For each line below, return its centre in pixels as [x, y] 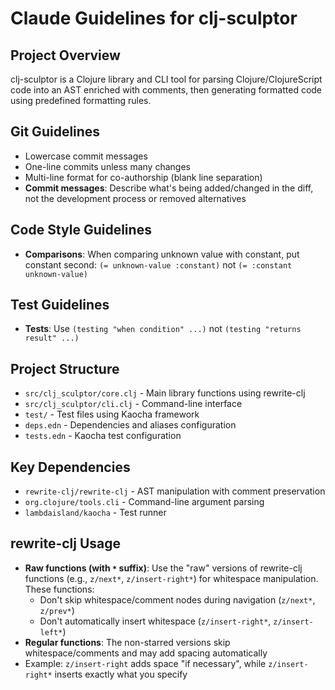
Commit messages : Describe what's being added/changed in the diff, [169, 188]
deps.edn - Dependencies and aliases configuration [130, 425]
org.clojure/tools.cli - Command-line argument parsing [144, 502]
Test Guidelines [60, 305]
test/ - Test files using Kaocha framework [112, 414]
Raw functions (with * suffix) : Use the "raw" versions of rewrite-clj [163, 568]
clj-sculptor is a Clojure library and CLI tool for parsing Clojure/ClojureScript [166, 79]
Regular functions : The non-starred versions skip [127, 642]
